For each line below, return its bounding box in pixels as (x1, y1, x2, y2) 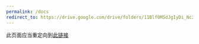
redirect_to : (6, 14, 38, 20)
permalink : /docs (6, 8, 49, 15)
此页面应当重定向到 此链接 (6, 31, 69, 39)
